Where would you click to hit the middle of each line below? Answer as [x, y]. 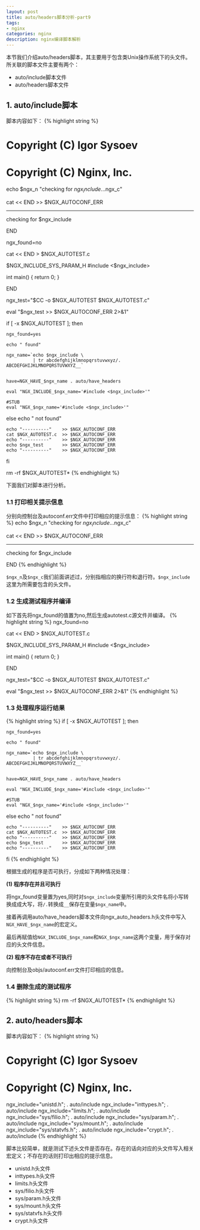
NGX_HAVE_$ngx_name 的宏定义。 [43, 925]
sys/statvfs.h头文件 [38, 1213]
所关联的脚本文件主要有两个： [43, 64]
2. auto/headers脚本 [44, 1021]
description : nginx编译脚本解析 [44, 39]
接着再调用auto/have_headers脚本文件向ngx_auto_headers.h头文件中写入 [96, 917]
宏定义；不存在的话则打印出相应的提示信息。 [61, 1155]
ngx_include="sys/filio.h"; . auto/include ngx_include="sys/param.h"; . [93, 1117]
